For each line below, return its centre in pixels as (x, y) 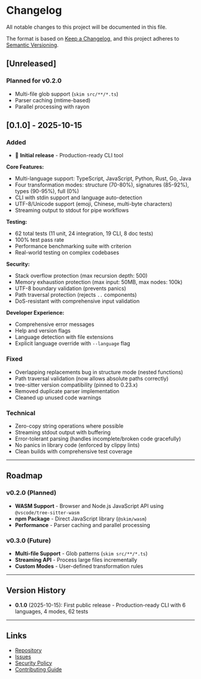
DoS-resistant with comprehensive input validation (77, 301)
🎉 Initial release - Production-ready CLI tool (69, 156)
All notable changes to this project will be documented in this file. (87, 27)
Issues (23, 656)
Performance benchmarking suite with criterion (73, 246)
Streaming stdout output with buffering (63, 432)
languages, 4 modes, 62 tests (51, 611)
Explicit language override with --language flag (72, 343)
